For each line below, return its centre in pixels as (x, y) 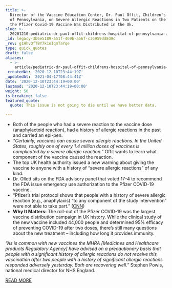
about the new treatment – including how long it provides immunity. (83, 233)
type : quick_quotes (26, 48)
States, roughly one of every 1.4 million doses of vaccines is (76, 146)
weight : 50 (17, 91)
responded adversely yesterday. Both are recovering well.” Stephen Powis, (84, 265)
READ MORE (18, 280)
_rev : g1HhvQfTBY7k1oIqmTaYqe (38, 44)
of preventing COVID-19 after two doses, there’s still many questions (85, 228)
